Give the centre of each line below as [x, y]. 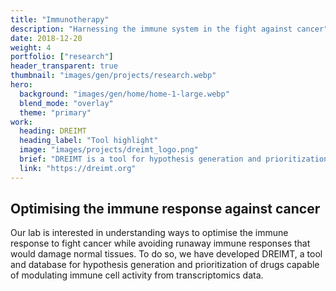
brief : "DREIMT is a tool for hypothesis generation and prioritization [174, 159]
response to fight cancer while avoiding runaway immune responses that [160, 243]
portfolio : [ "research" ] [62, 57]
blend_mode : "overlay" [66, 103]
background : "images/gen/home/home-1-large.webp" [124, 94]
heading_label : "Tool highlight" [89, 141]
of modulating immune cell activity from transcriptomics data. [137, 275]
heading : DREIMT [53, 131]
